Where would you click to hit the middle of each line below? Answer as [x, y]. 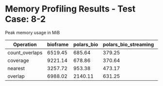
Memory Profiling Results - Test [70, 9]
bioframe [58, 44]
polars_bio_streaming [128, 44]
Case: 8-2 [25, 19]
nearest [16, 68]
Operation [25, 44]
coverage [18, 60]
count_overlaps [25, 53]
